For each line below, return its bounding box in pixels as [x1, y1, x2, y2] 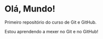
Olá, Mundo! [4, 3, 56, 14]
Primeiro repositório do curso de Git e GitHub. [4, 19, 97, 25]
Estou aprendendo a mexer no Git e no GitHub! [4, 28, 99, 34]
